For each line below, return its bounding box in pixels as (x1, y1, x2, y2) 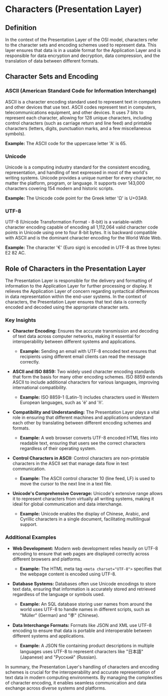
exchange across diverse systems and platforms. (5, 685, 106, 691)
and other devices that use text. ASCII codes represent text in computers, (5, 104, 156, 110)
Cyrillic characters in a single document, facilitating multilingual (19, 516, 150, 522)
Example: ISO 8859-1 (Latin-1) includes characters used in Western (19, 394, 159, 400)
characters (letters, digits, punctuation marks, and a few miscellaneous (5, 125, 151, 131)
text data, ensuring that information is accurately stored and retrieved (12, 586, 156, 592)
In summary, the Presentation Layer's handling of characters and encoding (5, 663, 159, 669)
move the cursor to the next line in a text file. (19, 481, 112, 487)
